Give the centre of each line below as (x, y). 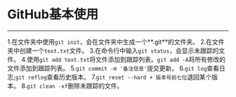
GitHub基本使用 (53, 14)
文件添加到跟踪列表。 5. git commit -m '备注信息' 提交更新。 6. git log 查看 (113, 68)
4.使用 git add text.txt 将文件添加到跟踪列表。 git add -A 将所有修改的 (123, 59)
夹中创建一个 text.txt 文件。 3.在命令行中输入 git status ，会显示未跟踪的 (113, 51)
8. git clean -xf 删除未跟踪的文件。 (72, 86)
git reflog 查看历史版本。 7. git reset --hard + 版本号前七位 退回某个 (113, 77)
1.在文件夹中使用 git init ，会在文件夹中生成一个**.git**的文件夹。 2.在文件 (116, 41)
